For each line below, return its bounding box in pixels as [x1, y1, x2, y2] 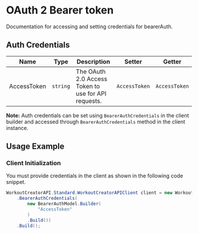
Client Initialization [6, 159, 61, 168]
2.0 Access [75, 75, 108, 83]
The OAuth [75, 67, 106, 75]
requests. [75, 96, 102, 105]
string [52, 83, 71, 89]
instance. [6, 124, 29, 131]
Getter [163, 57, 181, 65]
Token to [75, 82, 100, 90]
